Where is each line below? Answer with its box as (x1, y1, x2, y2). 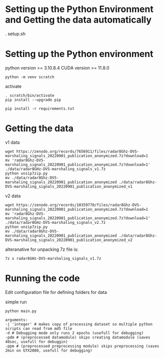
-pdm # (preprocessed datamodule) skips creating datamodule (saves (5, 334, 151, 340)
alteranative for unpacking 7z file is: (5, 246, 79, 252)
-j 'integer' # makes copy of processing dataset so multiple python (5, 321, 153, 326)
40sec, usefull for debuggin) (5, 339, 68, 344)
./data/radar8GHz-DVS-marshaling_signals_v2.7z (5, 220, 106, 225)
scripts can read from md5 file (5, 326, 72, 331)
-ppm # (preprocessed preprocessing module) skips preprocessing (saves (5, 343, 160, 348)
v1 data (5, 139, 20, 145)
